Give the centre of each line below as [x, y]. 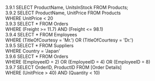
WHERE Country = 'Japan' [33, 51]
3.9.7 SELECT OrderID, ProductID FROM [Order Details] [63, 67]
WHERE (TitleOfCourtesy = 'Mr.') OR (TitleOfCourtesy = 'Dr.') [69, 40]
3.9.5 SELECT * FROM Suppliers [40, 45]
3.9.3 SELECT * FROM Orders [37, 24]
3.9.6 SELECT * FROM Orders [37, 56]
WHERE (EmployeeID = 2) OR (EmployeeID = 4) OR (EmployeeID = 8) [78, 62]
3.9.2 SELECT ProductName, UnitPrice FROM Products [63, 13]
